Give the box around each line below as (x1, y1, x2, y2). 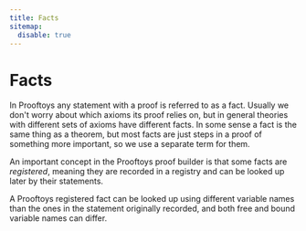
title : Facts (9, 13, 59, 23)
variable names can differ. (9, 213, 108, 224)
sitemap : (9, 22, 43, 31)
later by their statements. (9, 175, 103, 187)
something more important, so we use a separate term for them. (9, 139, 250, 150)
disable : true (17, 30, 71, 39)
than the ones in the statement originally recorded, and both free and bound (9, 203, 295, 215)
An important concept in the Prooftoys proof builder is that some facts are (9, 156, 288, 167)
